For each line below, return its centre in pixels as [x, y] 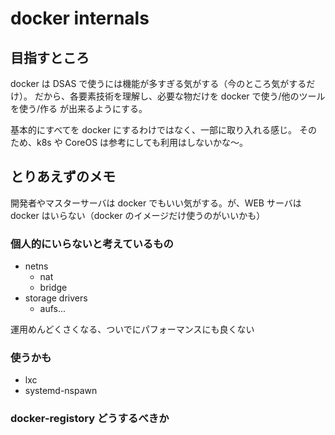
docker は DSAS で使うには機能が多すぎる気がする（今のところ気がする [158, 83]
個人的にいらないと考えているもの [92, 244]
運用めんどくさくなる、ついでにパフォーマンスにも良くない [132, 329]
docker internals [80, 18]
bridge [53, 288]
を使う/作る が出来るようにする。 [79, 108]
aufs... [53, 309]
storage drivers [56, 298]
